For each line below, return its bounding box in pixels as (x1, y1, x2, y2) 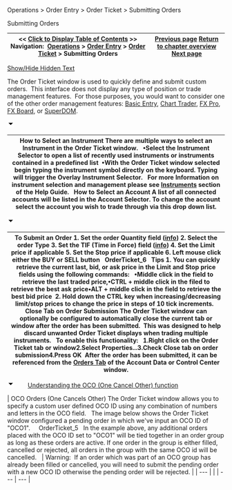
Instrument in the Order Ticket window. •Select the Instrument (22, 144, 210, 152)
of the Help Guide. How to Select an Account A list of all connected (16, 188, 216, 196)
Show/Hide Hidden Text (7, 64, 75, 72)
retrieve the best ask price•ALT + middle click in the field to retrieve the (10, 284, 222, 293)
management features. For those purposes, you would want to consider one (7, 92, 225, 100)
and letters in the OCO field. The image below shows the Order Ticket (7, 409, 209, 417)
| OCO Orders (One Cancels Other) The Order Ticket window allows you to (7, 395, 220, 402)
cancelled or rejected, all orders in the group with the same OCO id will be (7, 446, 217, 454)
